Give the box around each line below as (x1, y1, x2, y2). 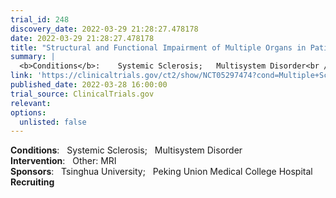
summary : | (10, 52, 56, 62)
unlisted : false (19, 117, 87, 127)
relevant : (10, 98, 52, 108)
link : (10, 71, 33, 81)
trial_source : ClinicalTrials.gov (10, 89, 155, 99)
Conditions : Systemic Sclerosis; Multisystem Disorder (10, 144, 243, 156)
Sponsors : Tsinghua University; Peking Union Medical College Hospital (10, 166, 313, 178)
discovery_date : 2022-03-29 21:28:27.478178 (10, 24, 199, 34)
